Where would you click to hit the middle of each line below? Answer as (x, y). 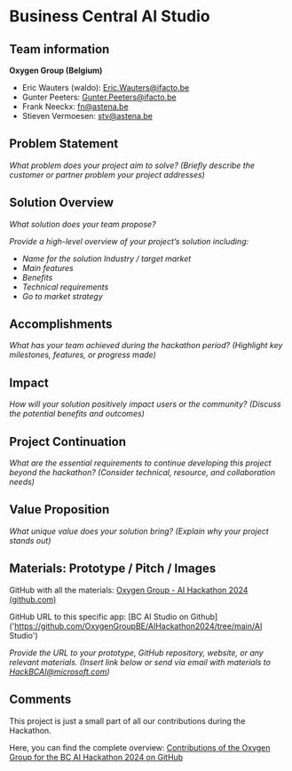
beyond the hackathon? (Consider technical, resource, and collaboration (142, 473)
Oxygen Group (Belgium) (56, 70)
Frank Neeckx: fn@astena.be (75, 107)
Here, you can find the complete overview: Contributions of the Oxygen (140, 747)
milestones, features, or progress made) (83, 355)
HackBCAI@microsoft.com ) (59, 672)
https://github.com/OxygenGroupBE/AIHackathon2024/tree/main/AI (138, 626)
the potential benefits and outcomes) (77, 414)
